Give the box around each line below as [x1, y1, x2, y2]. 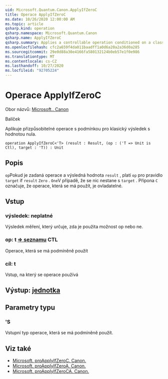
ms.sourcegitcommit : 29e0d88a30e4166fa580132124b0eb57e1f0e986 [5, 49, 140, 54]
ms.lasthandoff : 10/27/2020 [5, 63, 64, 68]
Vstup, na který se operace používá [5, 272, 78, 278]
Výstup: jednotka [5, 286, 60, 295]
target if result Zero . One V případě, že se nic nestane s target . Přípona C [5, 177, 158, 183]
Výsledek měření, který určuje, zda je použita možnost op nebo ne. [5, 224, 143, 230]
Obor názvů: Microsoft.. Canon [5, 106, 69, 112]
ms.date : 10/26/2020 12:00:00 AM [5, 17, 75, 22]
